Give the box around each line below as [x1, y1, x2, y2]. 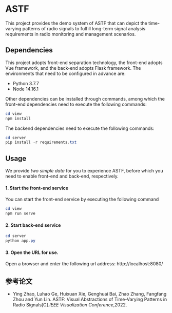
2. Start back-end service [5, 222, 61, 228]
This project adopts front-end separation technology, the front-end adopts [5, 60, 163, 66]
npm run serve [5, 211, 36, 216]
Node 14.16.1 [12, 86, 39, 92]
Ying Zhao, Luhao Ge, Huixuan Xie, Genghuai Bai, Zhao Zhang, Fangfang [12, 290, 167, 297]
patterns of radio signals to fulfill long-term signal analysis [22, 25, 145, 31]
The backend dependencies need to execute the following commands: [5, 125, 155, 131]
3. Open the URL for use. [5, 249, 59, 256]
